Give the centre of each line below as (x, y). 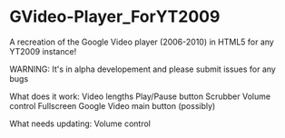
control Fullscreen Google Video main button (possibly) (113, 105)
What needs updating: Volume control (80, 123)
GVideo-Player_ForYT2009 (115, 17)
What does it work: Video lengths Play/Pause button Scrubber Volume (140, 96)
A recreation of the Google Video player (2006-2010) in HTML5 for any (142, 42)
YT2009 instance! (43, 51)
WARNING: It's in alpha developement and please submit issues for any (143, 69)
